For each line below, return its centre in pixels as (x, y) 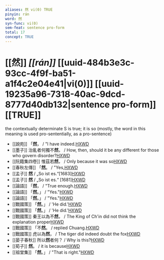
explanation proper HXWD (38, 222)
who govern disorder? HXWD (41, 155)
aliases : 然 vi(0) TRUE (29, 10)
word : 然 (13, 19)
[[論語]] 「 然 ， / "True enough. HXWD (50, 186)
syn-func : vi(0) (22, 23)
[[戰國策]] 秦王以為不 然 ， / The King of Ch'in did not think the (74, 216)
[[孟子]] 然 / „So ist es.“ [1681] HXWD (49, 180)
